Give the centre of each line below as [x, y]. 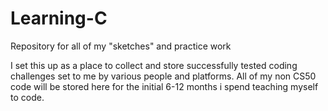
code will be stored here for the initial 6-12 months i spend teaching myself [164, 86]
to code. [27, 97]
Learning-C [59, 18]
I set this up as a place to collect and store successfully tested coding [154, 65]
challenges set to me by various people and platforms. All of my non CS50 [163, 76]
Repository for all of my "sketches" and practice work [121, 46]
